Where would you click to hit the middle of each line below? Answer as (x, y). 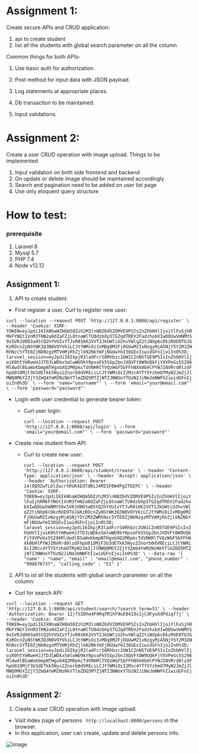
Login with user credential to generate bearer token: (78, 399)
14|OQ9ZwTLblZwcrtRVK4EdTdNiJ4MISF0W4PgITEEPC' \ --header (98, 486)
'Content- (179, 471)
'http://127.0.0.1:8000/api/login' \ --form (79, 427)
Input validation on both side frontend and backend (77, 172)
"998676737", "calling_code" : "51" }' (73, 564)
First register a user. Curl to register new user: (71, 310)
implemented (22, 161)
